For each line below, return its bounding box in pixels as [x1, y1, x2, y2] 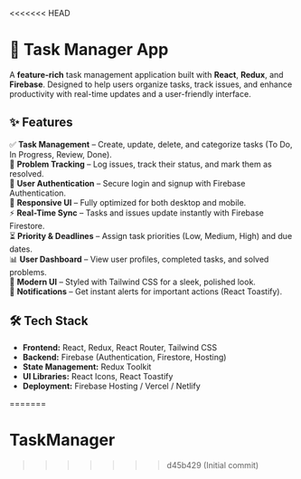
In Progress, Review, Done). [9, 148, 113, 159]
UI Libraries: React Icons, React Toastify [22, 370, 174, 381]
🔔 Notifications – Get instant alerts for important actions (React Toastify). [9, 285, 283, 297]
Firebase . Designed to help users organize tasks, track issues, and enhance [9, 79, 293, 90]
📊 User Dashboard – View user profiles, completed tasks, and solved [9, 254, 269, 264]
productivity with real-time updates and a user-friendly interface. [9, 88, 251, 99]
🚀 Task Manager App [9, 40, 169, 60]
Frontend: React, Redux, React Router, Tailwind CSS [22, 341, 218, 352]
